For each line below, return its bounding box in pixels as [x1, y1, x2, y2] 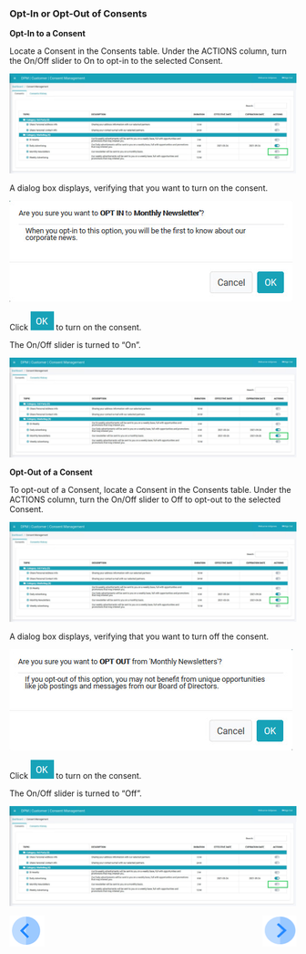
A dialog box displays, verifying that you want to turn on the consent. [9, 183, 269, 194]
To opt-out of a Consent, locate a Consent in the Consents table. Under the [9, 485, 291, 496]
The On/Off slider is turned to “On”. [9, 340, 141, 351]
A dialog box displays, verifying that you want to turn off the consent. [9, 631, 270, 642]
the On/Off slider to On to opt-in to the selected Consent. [9, 56, 223, 67]
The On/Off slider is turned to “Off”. [9, 788, 143, 799]
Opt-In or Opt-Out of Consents [9, 7, 148, 20]
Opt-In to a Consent [9, 28, 87, 39]
